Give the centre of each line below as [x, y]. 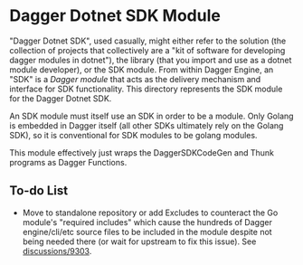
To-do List [39, 191]
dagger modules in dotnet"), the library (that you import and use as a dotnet [151, 60]
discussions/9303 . [57, 251]
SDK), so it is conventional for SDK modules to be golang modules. [133, 135]
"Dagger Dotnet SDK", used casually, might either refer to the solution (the [148, 41]
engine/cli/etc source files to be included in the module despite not [147, 232]
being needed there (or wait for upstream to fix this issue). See [139, 241]
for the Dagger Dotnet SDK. [61, 98]
